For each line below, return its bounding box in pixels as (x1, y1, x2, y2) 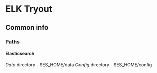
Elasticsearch (5, 51, 35, 57)
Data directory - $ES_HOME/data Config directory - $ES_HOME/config (5, 61, 152, 68)
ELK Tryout (5, 3, 53, 15)
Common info (5, 23, 49, 32)
